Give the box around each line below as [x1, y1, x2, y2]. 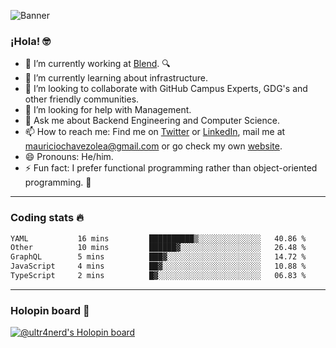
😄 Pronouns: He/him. [24, 151, 114, 163]
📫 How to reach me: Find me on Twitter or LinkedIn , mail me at [24, 126, 286, 138]
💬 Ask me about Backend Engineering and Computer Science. [24, 115, 280, 127]
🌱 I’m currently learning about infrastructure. [24, 72, 209, 84]
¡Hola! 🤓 [10, 34, 51, 48]
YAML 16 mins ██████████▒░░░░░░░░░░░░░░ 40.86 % [10, 233, 307, 244]
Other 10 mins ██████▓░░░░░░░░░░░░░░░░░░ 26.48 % [10, 243, 307, 253]
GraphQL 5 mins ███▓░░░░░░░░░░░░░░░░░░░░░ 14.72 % [10, 252, 307, 262]
